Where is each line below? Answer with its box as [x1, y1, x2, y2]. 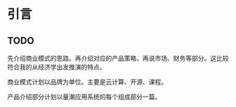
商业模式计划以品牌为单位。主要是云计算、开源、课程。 [7, 78, 167, 86]
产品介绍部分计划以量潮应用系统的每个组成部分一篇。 [7, 92, 162, 101]
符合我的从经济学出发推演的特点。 [7, 63, 106, 71]
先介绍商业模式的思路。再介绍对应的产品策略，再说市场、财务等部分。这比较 [7, 54, 229, 62]
